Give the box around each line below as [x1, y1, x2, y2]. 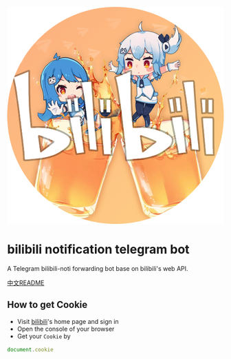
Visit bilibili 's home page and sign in [16, 317, 119, 325]
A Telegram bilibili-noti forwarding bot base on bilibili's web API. [7, 264, 188, 272]
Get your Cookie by [16, 331, 71, 340]
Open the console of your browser [16, 325, 115, 333]
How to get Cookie [7, 299, 88, 311]
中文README [7, 278, 45, 287]
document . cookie [7, 346, 54, 353]
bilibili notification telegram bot [7, 242, 190, 258]
